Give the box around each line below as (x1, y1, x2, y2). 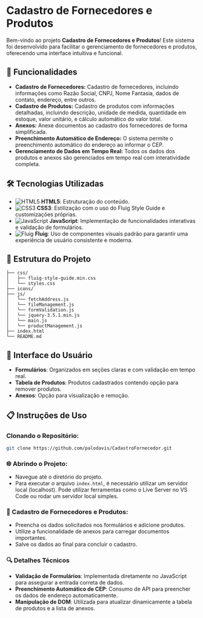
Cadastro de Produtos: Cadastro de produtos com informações (15, 102, 175, 110)
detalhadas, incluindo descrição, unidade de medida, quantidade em (15, 108, 187, 116)
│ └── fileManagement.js (6, 302, 75, 308)
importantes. (15, 534, 47, 542)
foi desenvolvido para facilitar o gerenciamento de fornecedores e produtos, (6, 43, 197, 50)
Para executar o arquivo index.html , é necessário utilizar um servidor (15, 480, 188, 487)
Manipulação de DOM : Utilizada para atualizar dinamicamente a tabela (15, 598, 192, 605)
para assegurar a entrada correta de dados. (15, 579, 124, 586)
